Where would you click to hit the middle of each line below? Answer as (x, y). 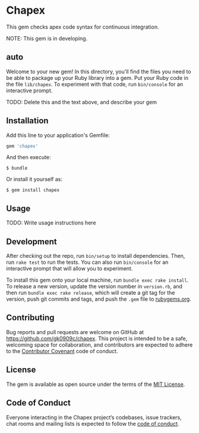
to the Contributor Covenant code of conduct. (62, 351)
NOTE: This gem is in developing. (47, 38)
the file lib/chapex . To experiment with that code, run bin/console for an (95, 84)
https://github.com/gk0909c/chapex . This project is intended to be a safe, (97, 338)
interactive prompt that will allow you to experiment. (70, 269)
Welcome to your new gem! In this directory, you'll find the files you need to (99, 71)
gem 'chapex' (22, 146)
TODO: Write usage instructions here (51, 223)
